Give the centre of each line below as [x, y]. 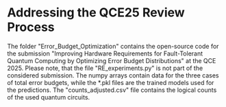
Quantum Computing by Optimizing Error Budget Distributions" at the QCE [112, 60]
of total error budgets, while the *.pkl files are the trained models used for [111, 82]
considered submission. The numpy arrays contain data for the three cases [113, 75]
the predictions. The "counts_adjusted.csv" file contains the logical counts [112, 90]
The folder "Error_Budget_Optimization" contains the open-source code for [113, 46]
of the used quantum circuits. [49, 97]
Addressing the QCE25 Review [96, 13]
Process [31, 27]
